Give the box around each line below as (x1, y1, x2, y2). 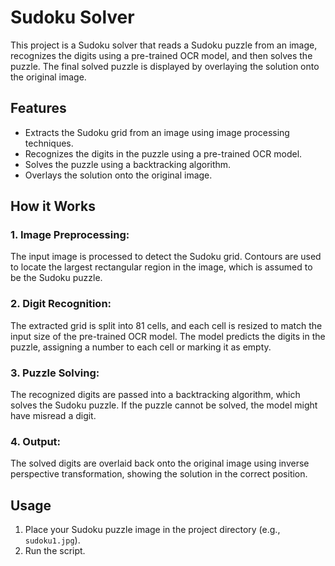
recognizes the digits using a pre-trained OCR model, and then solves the (10, 49, 313, 61)
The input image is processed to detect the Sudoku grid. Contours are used (10, 251, 322, 263)
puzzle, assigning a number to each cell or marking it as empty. (10, 341, 272, 353)
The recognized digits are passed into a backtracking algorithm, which (10, 389, 301, 401)
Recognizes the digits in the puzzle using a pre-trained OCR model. (24, 147, 303, 160)
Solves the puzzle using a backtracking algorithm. (24, 158, 232, 170)
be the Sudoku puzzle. (10, 272, 103, 284)
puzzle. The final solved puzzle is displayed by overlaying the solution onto (10, 60, 320, 72)
